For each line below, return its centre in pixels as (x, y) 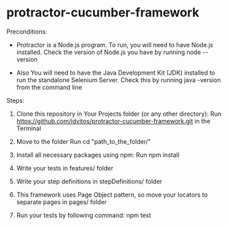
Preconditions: (27, 32)
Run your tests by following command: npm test (84, 215)
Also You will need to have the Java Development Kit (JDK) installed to (116, 73)
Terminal (29, 128)
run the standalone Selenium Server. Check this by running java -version (118, 79)
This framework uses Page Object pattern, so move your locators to (112, 194)
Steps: (15, 100)
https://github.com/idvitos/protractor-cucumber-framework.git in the (113, 121)
